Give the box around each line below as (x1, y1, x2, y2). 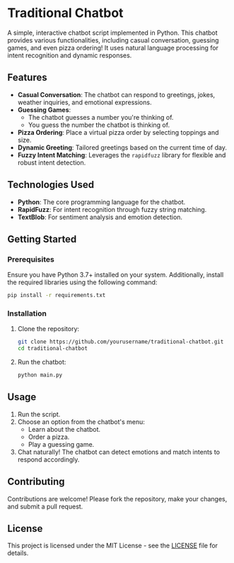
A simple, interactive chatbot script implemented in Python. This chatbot (7, 28, 218, 37)
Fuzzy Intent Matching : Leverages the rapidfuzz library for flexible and (17, 150, 226, 159)
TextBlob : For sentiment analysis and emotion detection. (17, 213, 182, 221)
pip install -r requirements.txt (7, 292, 106, 299)
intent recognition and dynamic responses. (7, 51, 132, 60)
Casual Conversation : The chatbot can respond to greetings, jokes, (17, 90, 216, 99)
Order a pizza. (28, 433, 70, 441)
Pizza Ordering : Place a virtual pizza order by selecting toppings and (17, 128, 219, 136)
